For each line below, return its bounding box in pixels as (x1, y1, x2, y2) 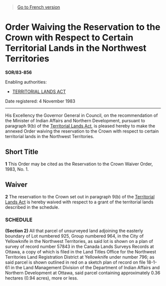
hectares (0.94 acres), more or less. (5, 275, 78, 281)
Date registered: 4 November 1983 (5, 98, 76, 104)
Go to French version (17, 4, 60, 10)
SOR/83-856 (5, 69, 32, 75)
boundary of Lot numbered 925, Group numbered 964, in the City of (5, 233, 144, 239)
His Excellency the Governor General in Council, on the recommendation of (5, 112, 158, 118)
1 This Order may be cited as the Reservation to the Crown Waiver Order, (5, 161, 153, 167)
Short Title (5, 148, 39, 156)
